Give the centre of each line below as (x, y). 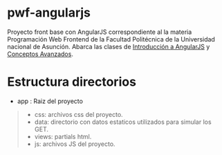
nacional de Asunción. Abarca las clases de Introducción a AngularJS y (109, 46)
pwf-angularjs (49, 13)
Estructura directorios (72, 82)
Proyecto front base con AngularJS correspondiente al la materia (100, 32)
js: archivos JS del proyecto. (75, 144)
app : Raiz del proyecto (50, 101)
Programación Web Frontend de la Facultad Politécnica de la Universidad (111, 39)
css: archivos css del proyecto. (78, 114)
